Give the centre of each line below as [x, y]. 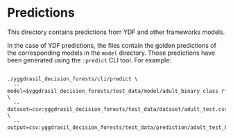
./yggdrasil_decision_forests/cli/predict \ [72, 79]
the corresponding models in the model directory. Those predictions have [111, 53]
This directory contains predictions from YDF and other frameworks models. [116, 32]
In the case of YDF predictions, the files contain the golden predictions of [112, 45]
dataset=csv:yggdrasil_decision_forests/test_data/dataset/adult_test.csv [118, 109]
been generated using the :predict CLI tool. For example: [89, 60]
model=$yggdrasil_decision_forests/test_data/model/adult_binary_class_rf [118, 91]
